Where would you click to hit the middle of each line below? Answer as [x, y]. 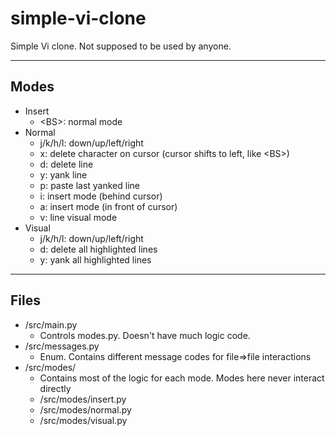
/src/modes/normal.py [85, 409]
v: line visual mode [78, 217]
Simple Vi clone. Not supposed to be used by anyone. [121, 46]
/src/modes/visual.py [83, 420]
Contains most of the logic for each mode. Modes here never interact [182, 378]
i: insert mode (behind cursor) [101, 196]
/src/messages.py [62, 346]
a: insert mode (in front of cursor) [108, 206]
